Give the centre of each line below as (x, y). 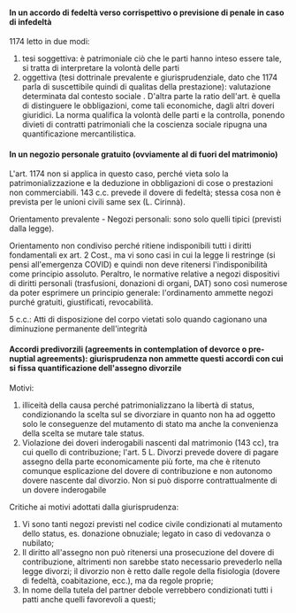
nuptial (23, 358)
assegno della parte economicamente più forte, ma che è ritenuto (141, 462)
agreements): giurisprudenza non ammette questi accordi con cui (160, 358)
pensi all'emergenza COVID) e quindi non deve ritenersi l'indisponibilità (138, 265)
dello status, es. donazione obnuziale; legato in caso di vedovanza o (146, 533)
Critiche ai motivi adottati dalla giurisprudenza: (94, 507)
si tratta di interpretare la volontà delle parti (100, 68)
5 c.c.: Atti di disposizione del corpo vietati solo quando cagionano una (138, 320)
